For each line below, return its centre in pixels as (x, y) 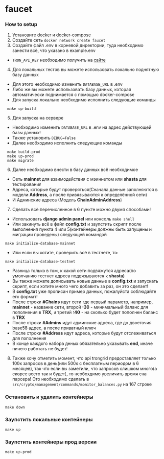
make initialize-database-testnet (40, 262)
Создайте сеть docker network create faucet (59, 40)
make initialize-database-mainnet (40, 243)
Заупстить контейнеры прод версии (51, 442)
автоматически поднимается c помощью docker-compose (73, 95)
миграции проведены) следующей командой (59, 235)
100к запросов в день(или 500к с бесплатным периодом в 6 (75, 363)
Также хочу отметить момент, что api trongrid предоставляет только (84, 358)
